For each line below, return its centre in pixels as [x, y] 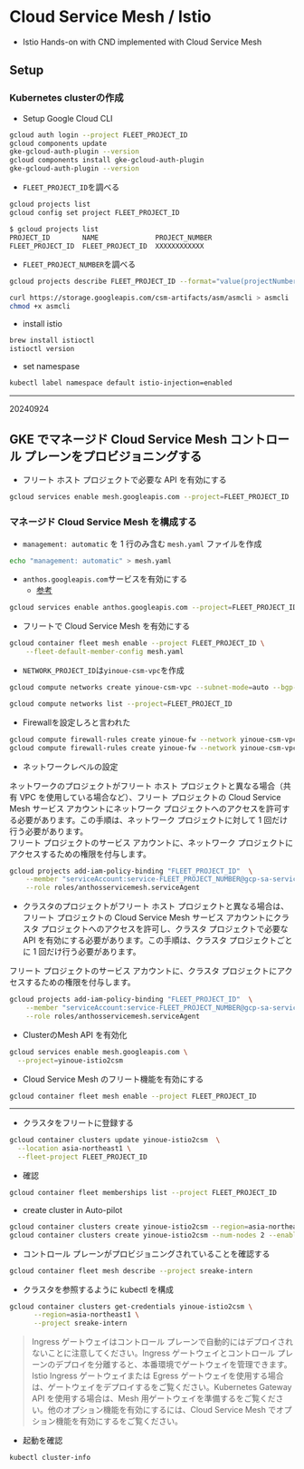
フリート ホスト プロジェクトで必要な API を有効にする [125, 480]
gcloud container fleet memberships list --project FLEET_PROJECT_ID [143, 1193]
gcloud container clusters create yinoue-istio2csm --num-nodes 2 [137, 1235]
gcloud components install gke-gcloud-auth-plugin [107, 161]
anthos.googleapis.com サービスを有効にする [105, 579]
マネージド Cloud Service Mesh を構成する [103, 522]
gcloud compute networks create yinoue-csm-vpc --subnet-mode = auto [139, 688]
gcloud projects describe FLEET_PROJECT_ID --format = [113, 282]
